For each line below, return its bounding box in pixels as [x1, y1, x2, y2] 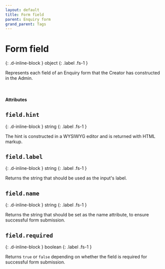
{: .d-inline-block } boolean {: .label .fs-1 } [5, 244, 92, 250]
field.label [5, 153, 43, 160]
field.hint [5, 111, 39, 119]
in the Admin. [5, 75, 33, 81]
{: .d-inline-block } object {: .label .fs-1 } [5, 60, 88, 66]
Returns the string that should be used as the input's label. [5, 175, 128, 181]
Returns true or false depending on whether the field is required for [5, 254, 147, 260]
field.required [5, 232, 53, 239]
